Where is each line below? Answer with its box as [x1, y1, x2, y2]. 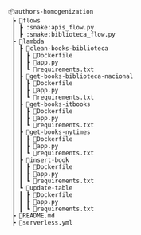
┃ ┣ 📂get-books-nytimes [11, 128, 91, 136]
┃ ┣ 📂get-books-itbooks [11, 100, 91, 108]
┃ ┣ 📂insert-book [11, 156, 69, 164]
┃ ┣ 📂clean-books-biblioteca [11, 45, 109, 53]
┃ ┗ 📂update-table [11, 184, 73, 192]
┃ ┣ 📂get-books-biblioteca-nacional [11, 72, 134, 80]
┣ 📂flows [11, 17, 41, 25]
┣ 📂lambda [11, 37, 45, 45]
